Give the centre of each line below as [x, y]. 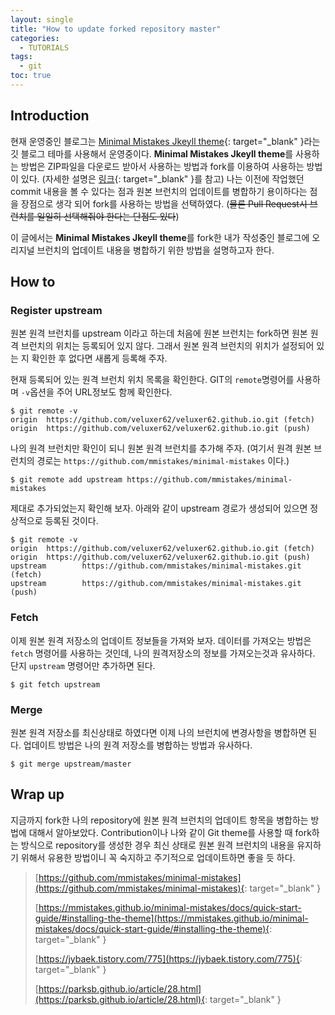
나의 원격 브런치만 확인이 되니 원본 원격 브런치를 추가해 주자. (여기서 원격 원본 [161, 448]
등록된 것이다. [71, 521]
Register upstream [56, 310]
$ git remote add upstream [66, 480]
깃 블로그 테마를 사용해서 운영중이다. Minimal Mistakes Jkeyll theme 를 [152, 153]
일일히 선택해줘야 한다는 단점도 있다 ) [108, 216]
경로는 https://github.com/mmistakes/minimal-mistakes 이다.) [163, 461]
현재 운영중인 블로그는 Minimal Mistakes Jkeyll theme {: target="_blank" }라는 [165, 141]
